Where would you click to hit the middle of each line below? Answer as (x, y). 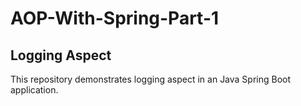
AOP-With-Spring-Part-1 (115, 18)
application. (34, 90)
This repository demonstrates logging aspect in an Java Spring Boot (151, 79)
